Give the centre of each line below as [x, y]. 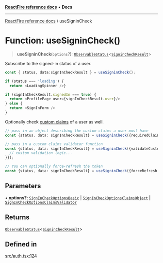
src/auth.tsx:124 [21, 256]
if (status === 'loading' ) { [34, 81]
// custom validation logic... [41, 153]
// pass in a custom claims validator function [54, 144]
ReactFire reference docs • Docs [39, 7]
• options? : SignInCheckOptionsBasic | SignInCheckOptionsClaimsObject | [78, 198]
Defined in [21, 244]
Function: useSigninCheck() [63, 41]
